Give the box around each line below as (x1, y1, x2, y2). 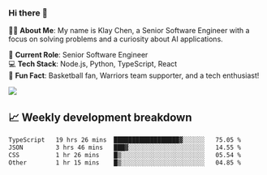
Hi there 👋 (8, 7, 49, 19)
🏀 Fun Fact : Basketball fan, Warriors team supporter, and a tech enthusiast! (8, 70, 260, 80)
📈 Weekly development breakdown (8, 110, 192, 124)
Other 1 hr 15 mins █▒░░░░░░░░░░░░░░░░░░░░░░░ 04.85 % (8, 158, 242, 167)
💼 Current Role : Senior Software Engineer (8, 50, 149, 60)
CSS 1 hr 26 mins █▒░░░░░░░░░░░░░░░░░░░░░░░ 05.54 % (8, 151, 242, 159)
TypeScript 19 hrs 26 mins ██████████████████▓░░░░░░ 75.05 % (8, 136, 242, 144)
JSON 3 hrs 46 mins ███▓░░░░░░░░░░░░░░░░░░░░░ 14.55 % (8, 143, 242, 152)
